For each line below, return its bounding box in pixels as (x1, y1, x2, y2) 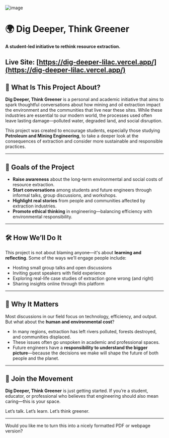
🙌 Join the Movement (5, 374, 73, 383)
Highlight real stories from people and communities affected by (12, 197, 146, 203)
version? (5, 428, 23, 434)
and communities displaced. (12, 334, 71, 340)
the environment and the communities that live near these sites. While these (5, 107, 162, 113)
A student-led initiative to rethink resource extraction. (5, 43, 121, 49)
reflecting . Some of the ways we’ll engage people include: (5, 255, 127, 261)
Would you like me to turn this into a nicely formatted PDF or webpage (5, 423, 151, 429)
